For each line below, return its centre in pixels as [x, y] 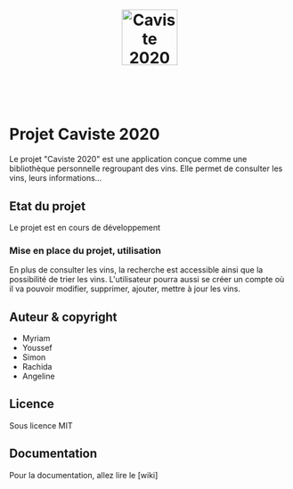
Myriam [36, 338]
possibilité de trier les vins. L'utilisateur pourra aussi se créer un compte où [147, 280]
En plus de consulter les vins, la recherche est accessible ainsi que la [136, 270]
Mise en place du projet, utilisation [85, 250]
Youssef [37, 348]
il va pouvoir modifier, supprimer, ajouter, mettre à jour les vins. [125, 289]
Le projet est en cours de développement [85, 227]
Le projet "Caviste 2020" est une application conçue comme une [128, 159]
